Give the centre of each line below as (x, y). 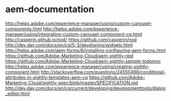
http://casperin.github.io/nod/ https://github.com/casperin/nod (71, 40)
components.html (24, 28)
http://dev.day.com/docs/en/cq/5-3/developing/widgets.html (69, 45)
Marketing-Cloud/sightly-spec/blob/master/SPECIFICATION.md (72, 83)
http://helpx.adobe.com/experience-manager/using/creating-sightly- (77, 66)
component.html (22, 72)
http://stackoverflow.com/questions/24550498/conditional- (103, 72)
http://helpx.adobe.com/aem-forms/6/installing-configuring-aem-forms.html (85, 50)
